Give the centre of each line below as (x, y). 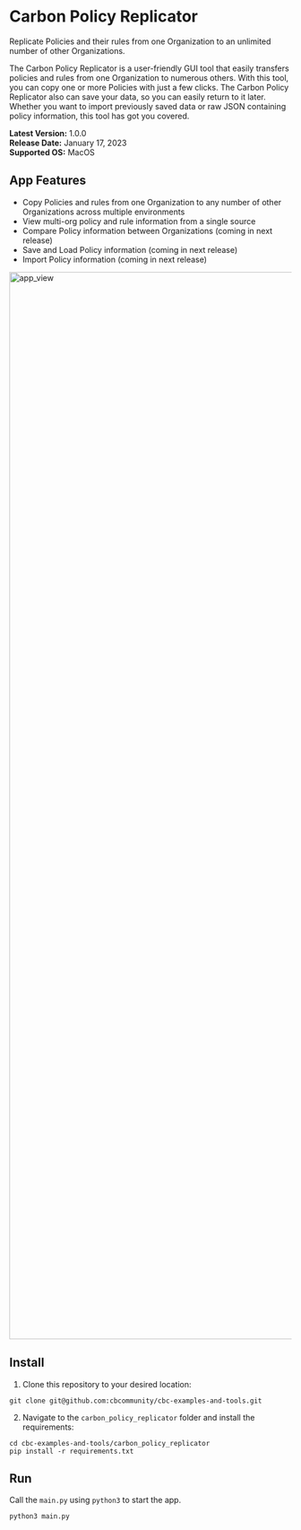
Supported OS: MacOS (52, 152)
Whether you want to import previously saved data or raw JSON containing (148, 106)
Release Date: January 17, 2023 (68, 143)
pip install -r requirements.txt (72, 1451)
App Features (48, 181)
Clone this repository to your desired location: (107, 1384)
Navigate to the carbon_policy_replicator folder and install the (138, 1417)
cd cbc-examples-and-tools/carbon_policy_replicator (110, 1443)
